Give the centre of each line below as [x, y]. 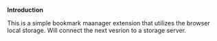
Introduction [25, 10]
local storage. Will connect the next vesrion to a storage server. [97, 30]
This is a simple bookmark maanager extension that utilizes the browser [109, 23]
